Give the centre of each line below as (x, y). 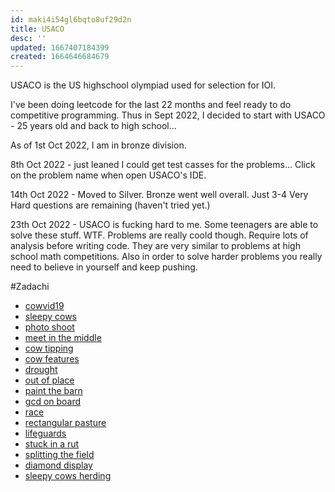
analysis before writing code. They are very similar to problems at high (155, 246)
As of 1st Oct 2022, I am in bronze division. (98, 145)
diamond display (58, 465)
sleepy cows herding (68, 476)
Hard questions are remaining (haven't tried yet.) (110, 205)
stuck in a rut (52, 444)
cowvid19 (44, 306)
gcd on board (53, 402)
